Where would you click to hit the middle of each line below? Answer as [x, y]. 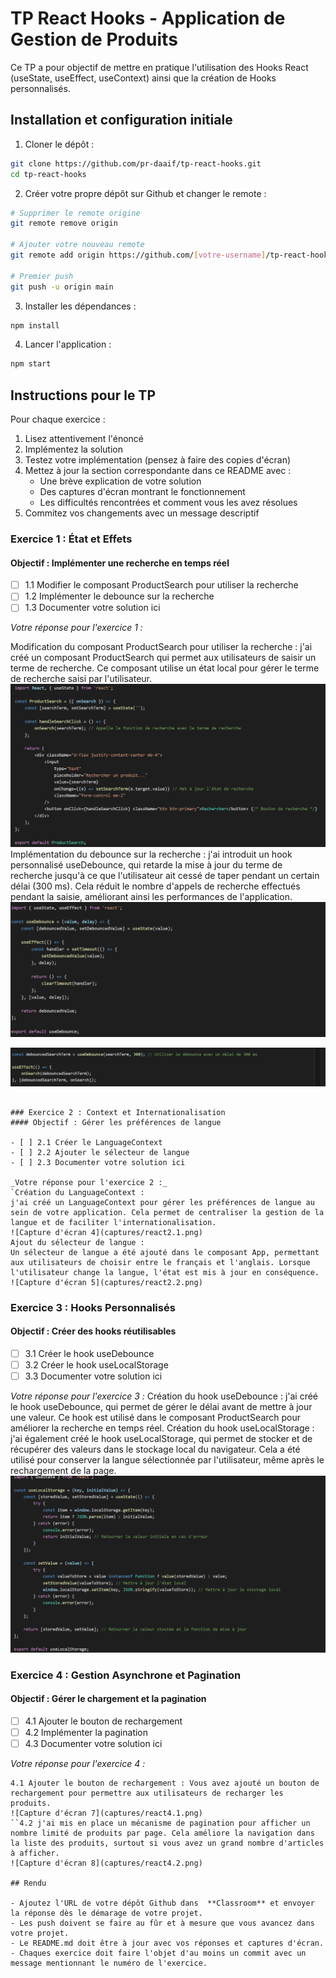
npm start [31, 364]
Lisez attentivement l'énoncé [84, 439]
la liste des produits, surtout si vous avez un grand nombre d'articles [167, 1843]
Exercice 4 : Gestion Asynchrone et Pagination [126, 1675]
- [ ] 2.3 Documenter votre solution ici [98, 1162]
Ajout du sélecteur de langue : [77, 1242]
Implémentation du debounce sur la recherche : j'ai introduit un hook [151, 854]
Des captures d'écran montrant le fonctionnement [142, 492]
